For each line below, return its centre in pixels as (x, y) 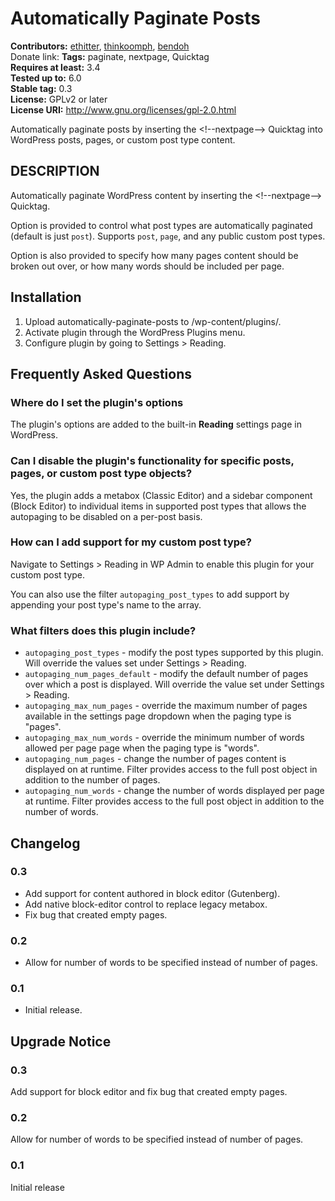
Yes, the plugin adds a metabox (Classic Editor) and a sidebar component (161, 495)
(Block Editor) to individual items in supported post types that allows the (158, 506)
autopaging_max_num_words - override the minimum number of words (164, 738)
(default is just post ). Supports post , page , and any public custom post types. (168, 236)
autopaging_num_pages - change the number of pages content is (155, 759)
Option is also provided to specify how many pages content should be (154, 255)
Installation (46, 297)
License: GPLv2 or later (59, 99)
